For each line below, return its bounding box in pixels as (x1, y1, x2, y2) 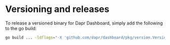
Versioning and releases (5, 3, 110, 15)
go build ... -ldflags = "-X (5, 35, 62, 40)
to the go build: (5, 25, 37, 31)
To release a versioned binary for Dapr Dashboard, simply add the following (5, 20, 163, 26)
